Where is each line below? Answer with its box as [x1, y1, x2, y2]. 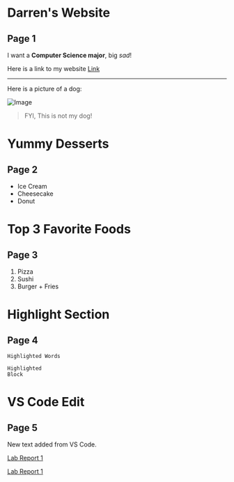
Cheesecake [17, 189, 54, 198]
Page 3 [7, 249, 38, 261]
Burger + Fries [17, 282, 59, 290]
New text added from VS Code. [7, 440, 97, 449]
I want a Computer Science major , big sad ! [7, 51, 132, 59]
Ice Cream [17, 182, 47, 190]
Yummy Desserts [7, 136, 109, 152]
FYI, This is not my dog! [24, 111, 93, 120]
